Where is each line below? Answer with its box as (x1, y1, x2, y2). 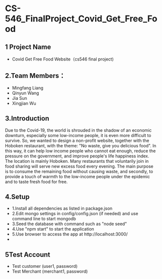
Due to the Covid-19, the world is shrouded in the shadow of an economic (5, 127, 152, 133)
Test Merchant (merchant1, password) (12, 268, 88, 274)
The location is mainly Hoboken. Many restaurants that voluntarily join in (5, 158, 149, 164)
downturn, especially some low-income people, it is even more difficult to (5, 132, 151, 138)
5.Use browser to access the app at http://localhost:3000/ (12, 231, 128, 237)
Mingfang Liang (12, 85, 44, 91)
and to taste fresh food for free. (5, 179, 68, 185)
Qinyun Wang (12, 90, 40, 96)
